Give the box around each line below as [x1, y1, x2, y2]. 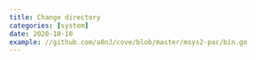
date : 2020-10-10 [9, 29, 74, 38]
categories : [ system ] [9, 21, 89, 30]
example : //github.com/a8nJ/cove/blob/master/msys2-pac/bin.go [9, 37, 248, 47]
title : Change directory [9, 12, 101, 22]
